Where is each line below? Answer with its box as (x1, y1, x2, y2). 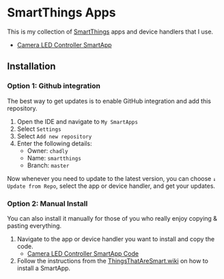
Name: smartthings (27, 154, 82, 162)
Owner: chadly (27, 146, 68, 155)
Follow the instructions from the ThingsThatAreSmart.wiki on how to (16, 256, 208, 265)
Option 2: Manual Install (7, 199, 88, 208)
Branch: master (27, 161, 70, 169)
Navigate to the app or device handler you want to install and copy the (16, 234, 215, 243)
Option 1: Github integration (7, 81, 101, 90)
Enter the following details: (16, 139, 92, 147)
